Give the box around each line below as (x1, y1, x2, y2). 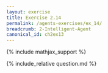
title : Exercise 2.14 (6, 15, 62, 21)
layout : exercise (6, 9, 51, 15)
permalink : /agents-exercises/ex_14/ (6, 20, 103, 26)
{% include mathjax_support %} (6, 48, 87, 55)
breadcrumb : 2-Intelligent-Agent (6, 26, 92, 32)
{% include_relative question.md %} (6, 60, 97, 68)
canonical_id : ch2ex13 (6, 32, 64, 38)
